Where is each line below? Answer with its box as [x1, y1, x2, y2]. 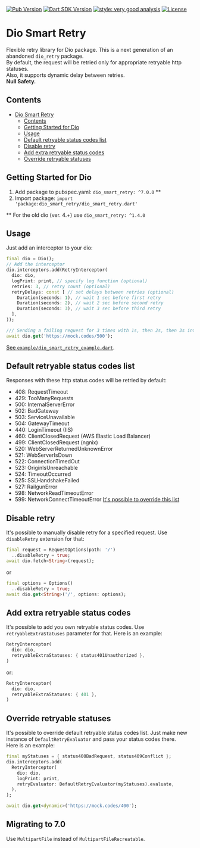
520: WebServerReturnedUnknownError [14, 445, 113, 453]
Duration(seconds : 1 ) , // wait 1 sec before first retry [17, 295, 161, 301]
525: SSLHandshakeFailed [14, 477, 80, 484]
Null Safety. [6, 77, 36, 85]
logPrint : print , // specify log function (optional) [11, 278, 148, 284]
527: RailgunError [14, 483, 58, 491]
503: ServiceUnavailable [14, 414, 76, 421]
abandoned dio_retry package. [6, 52, 84, 60]
